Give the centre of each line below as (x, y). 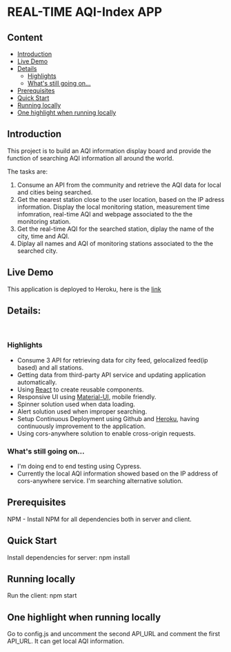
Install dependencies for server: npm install (69, 557)
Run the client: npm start (42, 595)
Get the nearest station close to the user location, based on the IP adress (121, 199)
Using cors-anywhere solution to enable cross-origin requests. (106, 433)
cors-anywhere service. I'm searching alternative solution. (100, 481)
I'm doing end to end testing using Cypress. (79, 467)
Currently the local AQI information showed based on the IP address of (118, 473)
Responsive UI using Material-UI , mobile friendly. (87, 396)
